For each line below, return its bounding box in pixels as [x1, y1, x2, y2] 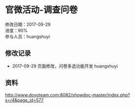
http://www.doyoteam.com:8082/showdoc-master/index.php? [5, 92, 131, 98]
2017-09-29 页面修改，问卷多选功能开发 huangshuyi [12, 63, 118, 69]
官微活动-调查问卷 [5, 4, 78, 16]
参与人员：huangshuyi [5, 34, 50, 39]
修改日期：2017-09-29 [5, 21, 51, 27]
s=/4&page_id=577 [5, 97, 44, 103]
